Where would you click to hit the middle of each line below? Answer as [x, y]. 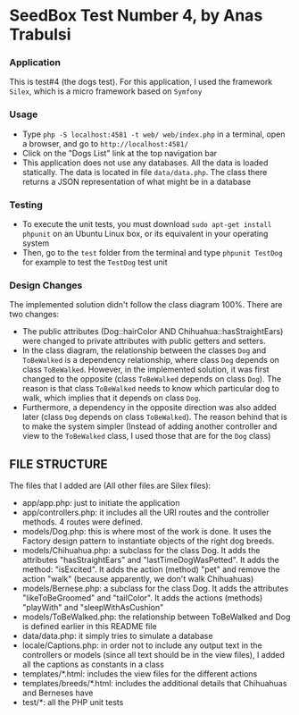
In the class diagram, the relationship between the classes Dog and [144, 350]
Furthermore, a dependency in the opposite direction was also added [149, 408]
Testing [26, 205]
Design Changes [46, 285]
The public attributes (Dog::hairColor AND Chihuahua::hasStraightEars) [153, 332]
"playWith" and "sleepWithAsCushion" [93, 608]
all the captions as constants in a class [93, 665]
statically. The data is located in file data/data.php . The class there [145, 172]
